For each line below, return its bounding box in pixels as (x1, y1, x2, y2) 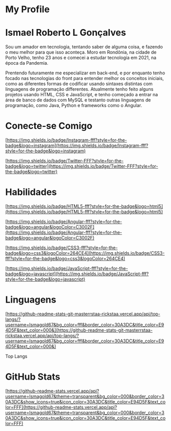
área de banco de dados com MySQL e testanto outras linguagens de (5, 97, 151, 103)
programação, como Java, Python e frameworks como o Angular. (5, 102, 142, 109)
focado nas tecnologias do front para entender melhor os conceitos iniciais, (5, 75, 164, 82)
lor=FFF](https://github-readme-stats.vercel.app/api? (5, 404, 117, 410)
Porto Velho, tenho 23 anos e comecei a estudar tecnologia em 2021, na (5, 55, 157, 61)
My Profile (5, 4, 50, 15)
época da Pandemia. (5, 60, 48, 66)
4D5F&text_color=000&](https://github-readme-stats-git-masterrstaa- (5, 327, 153, 333)
